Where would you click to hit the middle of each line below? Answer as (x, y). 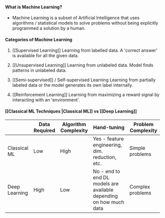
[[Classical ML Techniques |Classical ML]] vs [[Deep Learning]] (71, 111)
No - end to (107, 171)
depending (105, 196)
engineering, (108, 145)
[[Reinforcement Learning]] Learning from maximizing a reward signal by (86, 95)
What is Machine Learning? (34, 7)
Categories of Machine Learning (39, 39)
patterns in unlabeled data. (39, 70)
